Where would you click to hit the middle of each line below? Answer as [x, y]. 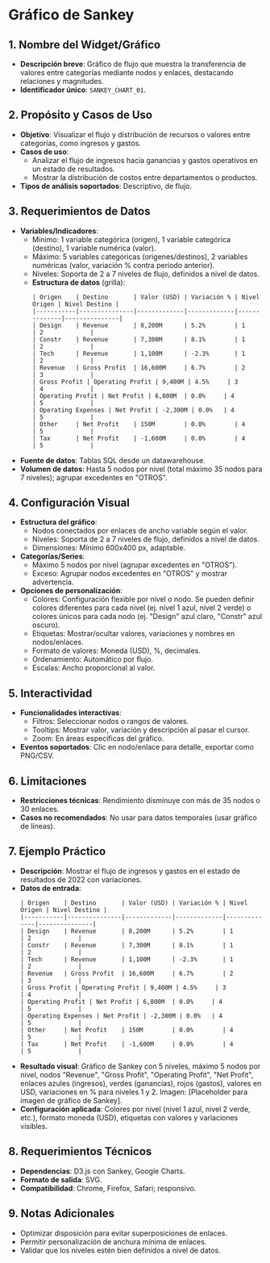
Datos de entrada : [51, 888]
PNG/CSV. [37, 755]
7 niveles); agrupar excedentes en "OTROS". [93, 477]
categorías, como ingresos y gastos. [80, 143]
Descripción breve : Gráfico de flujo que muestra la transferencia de [133, 64]
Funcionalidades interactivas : [71, 713]
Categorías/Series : [52, 556]
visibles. [34, 1126]
